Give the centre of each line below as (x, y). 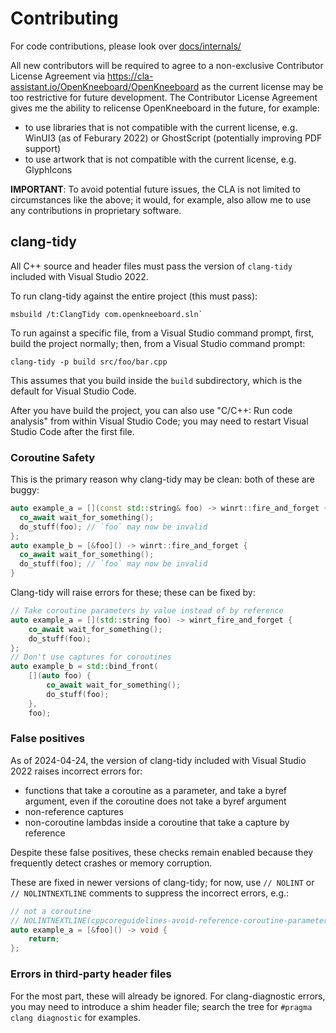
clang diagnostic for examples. (76, 1017)
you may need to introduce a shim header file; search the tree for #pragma (161, 1006)
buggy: (25, 490)
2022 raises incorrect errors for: (76, 771)
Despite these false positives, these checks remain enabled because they (162, 852)
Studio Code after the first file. (72, 431)
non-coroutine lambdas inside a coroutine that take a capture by (157, 822)
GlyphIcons (48, 169)
